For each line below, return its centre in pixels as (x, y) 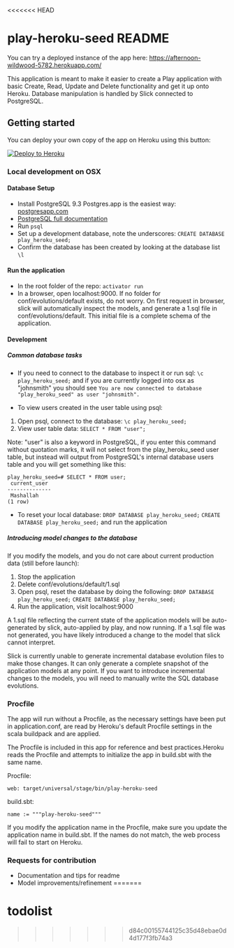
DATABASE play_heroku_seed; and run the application (92, 522)
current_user (29, 483)
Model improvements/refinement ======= (79, 883)
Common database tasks (45, 355)
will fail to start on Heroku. (45, 842)
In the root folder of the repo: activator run (80, 286)
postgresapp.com (43, 211)
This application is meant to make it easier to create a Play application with (115, 78)
